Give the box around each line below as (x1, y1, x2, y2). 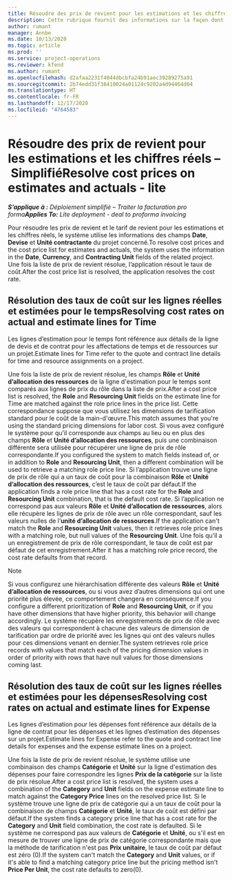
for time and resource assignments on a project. (8, 357, 144, 365)
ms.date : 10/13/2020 (8, 36, 67, 43)
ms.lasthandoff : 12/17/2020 (8, 100, 89, 107)
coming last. (8, 660, 43, 669)
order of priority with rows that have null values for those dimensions (8, 653, 204, 661)
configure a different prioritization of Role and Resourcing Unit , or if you (8, 601, 213, 610)
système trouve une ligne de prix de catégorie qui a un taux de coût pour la (8, 799, 222, 808)
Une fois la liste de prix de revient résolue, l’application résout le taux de (8, 260, 212, 268)
